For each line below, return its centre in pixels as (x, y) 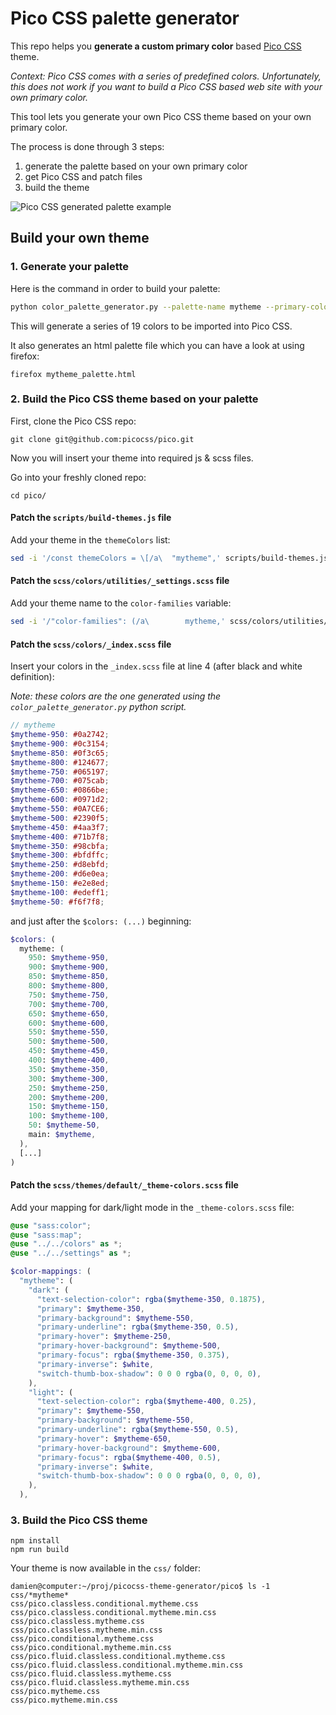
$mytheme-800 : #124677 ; (60, 762)
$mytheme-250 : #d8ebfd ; (60, 865)
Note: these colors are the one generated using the (116, 696)
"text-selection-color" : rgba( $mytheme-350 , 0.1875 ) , (151, 1299)
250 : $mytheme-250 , (69, 1088)
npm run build (40, 1550)
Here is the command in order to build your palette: (115, 288)
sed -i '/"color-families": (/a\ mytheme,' (118, 622)
